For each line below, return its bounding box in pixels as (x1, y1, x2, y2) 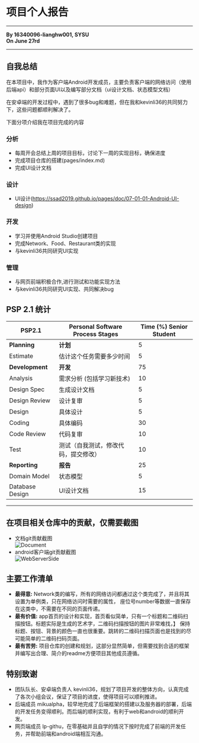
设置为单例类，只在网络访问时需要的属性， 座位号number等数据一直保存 (14, 598, 191, 605)
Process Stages (73, 330, 118, 338)
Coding (9, 418, 30, 427)
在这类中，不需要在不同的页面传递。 (14, 605, 104, 612)
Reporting (9, 461, 38, 469)
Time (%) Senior (140, 322, 188, 331)
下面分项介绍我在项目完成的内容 (6, 118, 84, 125)
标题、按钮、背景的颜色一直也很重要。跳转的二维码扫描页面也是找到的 (14, 627, 187, 635)
